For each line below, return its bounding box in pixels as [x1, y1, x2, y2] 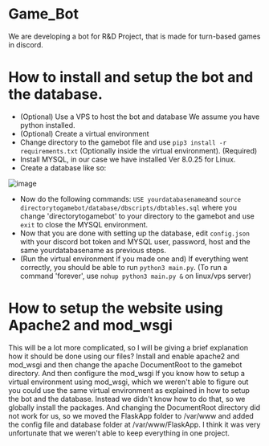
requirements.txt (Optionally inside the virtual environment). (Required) [19, 145, 258, 155]
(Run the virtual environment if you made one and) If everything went [19, 254, 249, 264]
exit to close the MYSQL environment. [19, 219, 149, 229]
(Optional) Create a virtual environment [19, 129, 150, 138]
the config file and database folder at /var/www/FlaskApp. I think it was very [8, 419, 261, 429]
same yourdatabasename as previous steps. [19, 245, 167, 255]
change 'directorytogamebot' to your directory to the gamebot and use [19, 211, 255, 221]
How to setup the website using [8, 299, 223, 317]
